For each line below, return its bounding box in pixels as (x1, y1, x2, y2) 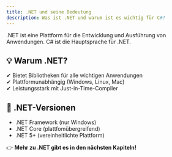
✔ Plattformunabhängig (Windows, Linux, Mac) (6, 78, 125, 86)
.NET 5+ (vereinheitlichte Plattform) (15, 132, 105, 139)
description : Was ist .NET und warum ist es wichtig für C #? (6, 15, 166, 21)
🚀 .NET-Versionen (6, 102, 76, 113)
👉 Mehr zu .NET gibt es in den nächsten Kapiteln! (6, 144, 136, 152)
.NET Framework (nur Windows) (15, 119, 97, 126)
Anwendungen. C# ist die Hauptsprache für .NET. (6, 38, 132, 45)
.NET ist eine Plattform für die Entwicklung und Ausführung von (6, 31, 166, 38)
